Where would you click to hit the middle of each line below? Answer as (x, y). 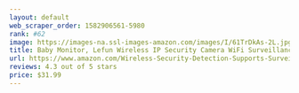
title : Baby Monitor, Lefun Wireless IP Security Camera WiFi (127, 50)
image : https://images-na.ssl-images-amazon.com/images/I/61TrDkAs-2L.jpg (151, 42)
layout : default (39, 17)
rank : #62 (28, 34)
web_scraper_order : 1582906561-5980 (77, 26)
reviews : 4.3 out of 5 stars (63, 67)
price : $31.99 (36, 75)
